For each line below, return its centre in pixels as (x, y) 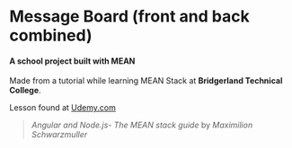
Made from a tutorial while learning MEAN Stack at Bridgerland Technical (146, 81)
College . (26, 91)
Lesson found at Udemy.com (63, 108)
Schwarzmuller (59, 135)
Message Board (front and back (129, 17)
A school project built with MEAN (72, 61)
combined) (51, 35)
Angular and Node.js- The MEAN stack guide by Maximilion (142, 125)
